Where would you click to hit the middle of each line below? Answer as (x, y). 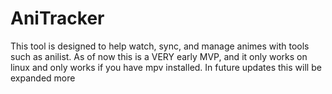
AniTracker (57, 18)
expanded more (43, 78)
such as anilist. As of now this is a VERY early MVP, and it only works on (159, 56)
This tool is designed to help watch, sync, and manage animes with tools (160, 46)
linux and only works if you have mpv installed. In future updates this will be (166, 67)
